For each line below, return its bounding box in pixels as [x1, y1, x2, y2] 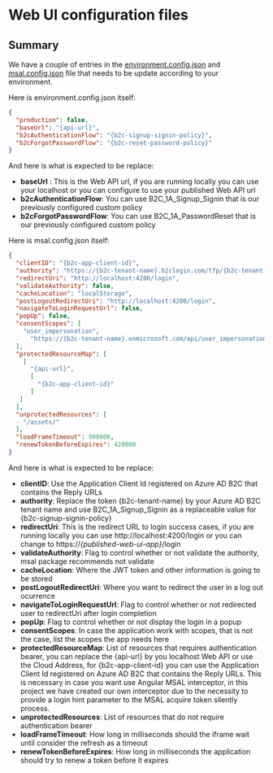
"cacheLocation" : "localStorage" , [15, 289, 132, 298]
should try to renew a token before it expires [19, 755, 169, 765]
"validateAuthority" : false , [15, 282, 115, 290]
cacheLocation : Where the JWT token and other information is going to [19, 565, 261, 574]
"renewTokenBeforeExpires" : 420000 [15, 441, 136, 449]
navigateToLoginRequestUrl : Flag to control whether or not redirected [19, 600, 257, 609]
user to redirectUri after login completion [19, 608, 157, 618]
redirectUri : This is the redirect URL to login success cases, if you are [19, 522, 254, 531]
